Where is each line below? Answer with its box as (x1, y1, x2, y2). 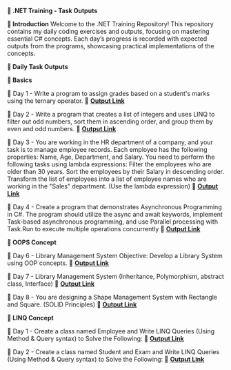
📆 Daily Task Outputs (7, 63, 68, 70)
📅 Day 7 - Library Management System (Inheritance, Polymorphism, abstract (7, 273, 224, 280)
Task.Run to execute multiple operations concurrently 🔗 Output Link (7, 225, 201, 233)
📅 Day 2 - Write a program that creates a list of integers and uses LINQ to (7, 110, 215, 118)
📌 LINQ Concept (7, 314, 54, 322)
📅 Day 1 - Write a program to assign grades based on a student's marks (7, 90, 210, 97)
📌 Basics (7, 76, 32, 84)
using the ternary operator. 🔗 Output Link (7, 97, 125, 105)
